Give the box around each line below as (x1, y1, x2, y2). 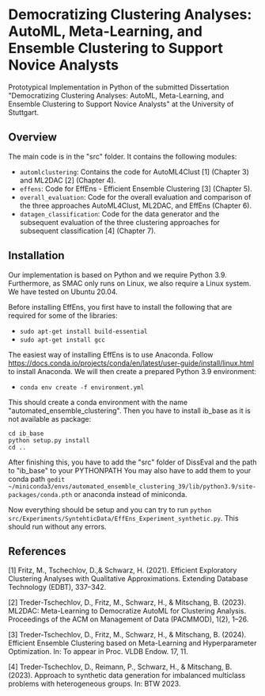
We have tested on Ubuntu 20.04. (8, 287, 118, 296)
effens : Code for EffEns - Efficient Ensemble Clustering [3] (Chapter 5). (19, 184, 253, 193)
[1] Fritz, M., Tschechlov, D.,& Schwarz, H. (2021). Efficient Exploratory (8, 565, 237, 576)
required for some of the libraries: (8, 311, 119, 320)
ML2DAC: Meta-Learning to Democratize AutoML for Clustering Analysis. (8, 606, 247, 616)
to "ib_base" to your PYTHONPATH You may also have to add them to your (8, 465, 252, 475)
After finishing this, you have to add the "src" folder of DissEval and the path (8, 457, 257, 467)
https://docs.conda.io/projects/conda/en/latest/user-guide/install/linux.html (8, 358, 255, 368)
